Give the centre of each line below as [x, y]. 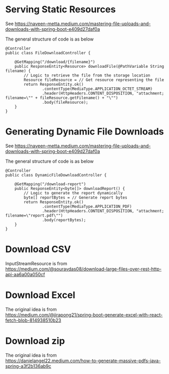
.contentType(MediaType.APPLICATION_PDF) [87, 206]
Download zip [35, 341]
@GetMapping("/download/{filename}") [55, 62]
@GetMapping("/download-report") [50, 184]
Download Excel [40, 295]
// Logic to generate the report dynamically [73, 193]
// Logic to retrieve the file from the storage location [87, 75]
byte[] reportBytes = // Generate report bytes [76, 198]
